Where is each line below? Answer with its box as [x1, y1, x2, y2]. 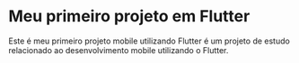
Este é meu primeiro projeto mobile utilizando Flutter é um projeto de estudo [8, 35, 291, 46]
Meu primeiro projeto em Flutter [8, 6, 251, 27]
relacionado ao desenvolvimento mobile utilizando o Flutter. [8, 44, 229, 55]
